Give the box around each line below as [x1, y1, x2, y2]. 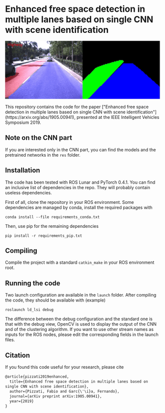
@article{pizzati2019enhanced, [5, 374, 69, 379]
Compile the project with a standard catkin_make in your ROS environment [5, 259, 155, 266]
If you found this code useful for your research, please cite [5, 364, 124, 370]
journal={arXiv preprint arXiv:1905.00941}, [9, 394, 102, 399]
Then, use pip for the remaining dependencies [5, 223, 99, 229]
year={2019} [9, 399, 34, 404]
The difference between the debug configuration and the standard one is [5, 316, 153, 322]
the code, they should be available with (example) [5, 297, 106, 303]
